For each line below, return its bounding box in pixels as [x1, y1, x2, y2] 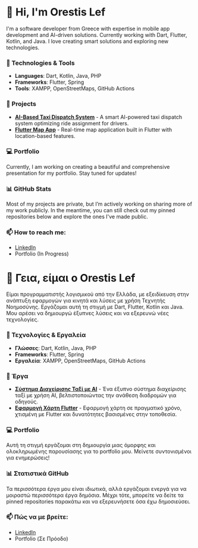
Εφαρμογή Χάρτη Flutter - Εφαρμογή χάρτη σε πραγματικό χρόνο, [14, 404, 182, 411]
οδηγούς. [14, 398, 39, 405]
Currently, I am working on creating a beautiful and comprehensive [6, 163, 170, 170]
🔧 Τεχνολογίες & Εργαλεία [6, 331, 86, 339]
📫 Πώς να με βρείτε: [6, 513, 68, 521]
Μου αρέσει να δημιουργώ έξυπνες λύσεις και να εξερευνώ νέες [6, 310, 169, 317]
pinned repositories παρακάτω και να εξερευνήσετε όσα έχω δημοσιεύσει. [6, 497, 191, 505]
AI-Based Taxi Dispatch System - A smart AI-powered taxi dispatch [14, 113, 183, 121]
